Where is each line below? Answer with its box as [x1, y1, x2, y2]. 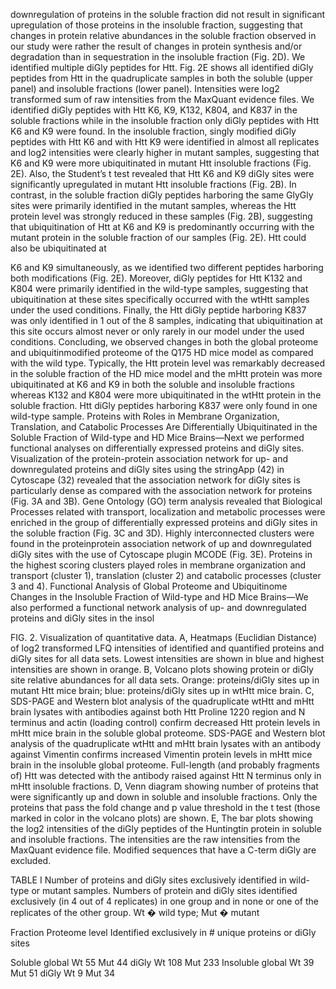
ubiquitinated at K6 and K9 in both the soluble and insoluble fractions [10, 379, 295, 390]
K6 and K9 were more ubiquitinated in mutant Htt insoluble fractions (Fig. [10, 157, 312, 169]
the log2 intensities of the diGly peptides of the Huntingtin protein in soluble [10, 823, 322, 834]
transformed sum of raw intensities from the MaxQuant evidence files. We [10, 94, 315, 105]
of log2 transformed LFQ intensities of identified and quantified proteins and [10, 642, 325, 654]
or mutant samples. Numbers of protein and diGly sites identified [31, 885, 298, 896]
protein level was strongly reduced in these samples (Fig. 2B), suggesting [10, 210, 313, 222]
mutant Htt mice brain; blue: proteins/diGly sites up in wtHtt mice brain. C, [10, 685, 315, 696]
